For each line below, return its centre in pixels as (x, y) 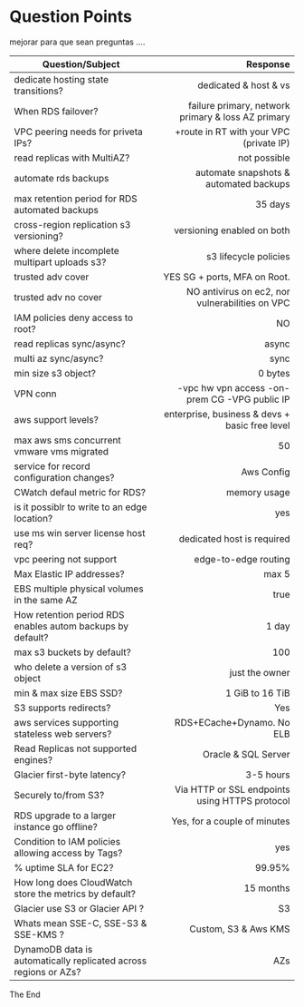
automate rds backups (62, 178)
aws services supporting (66, 722)
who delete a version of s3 (71, 667)
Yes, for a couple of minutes (231, 821)
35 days (272, 204)
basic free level (257, 425)
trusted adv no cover (58, 297)
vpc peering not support (66, 559)
